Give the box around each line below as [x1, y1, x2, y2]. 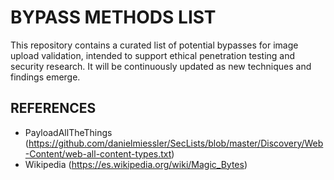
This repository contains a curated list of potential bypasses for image [10, 39, 299, 51]
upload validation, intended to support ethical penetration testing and [10, 49, 296, 61]
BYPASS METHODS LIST [10, 6, 217, 29]
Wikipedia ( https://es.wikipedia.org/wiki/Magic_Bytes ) [24, 158, 248, 170]
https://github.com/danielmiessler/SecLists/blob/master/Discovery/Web [28, 137, 324, 149]
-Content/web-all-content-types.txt [24, 147, 172, 160]
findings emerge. [10, 71, 81, 83]
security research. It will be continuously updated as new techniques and [10, 60, 312, 72]
